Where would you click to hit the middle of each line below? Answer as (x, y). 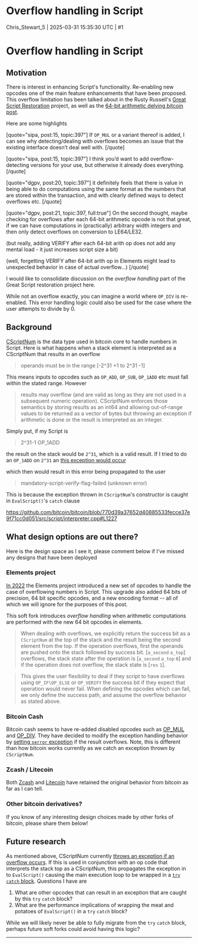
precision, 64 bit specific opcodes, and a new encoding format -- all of (92, 598)
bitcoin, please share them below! (47, 823)
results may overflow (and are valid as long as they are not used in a (103, 394)
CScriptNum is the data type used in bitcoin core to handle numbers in (92, 341)
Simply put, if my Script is (37, 431)
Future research (36, 842)
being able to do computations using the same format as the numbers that (96, 189)
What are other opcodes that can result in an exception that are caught (100, 892)
